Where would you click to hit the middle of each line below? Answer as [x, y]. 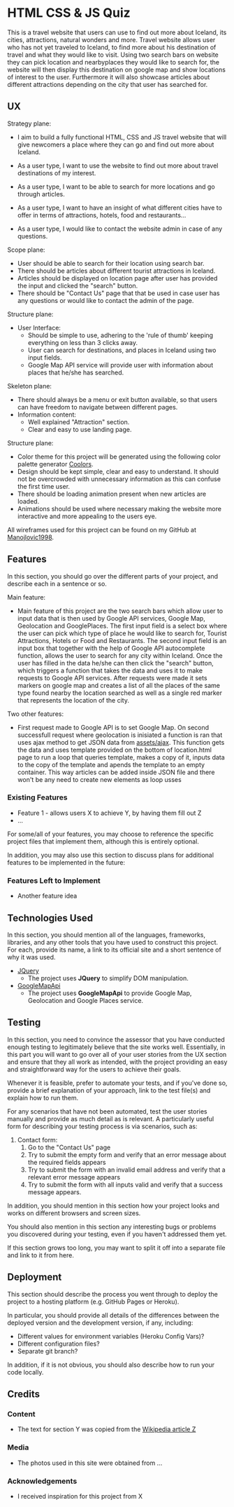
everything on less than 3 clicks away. [83, 342]
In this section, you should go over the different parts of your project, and [113, 576]
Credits [24, 1394]
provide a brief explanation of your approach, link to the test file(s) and [109, 1090]
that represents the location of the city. [73, 700]
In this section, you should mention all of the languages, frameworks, [107, 935]
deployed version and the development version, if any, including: [100, 1323]
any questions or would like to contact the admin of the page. [105, 300]
